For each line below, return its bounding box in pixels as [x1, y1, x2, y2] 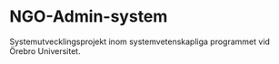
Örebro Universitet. [9, 45, 81, 56]
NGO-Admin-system [9, 6, 168, 27]
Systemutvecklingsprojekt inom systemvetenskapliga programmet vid [9, 36, 271, 47]
